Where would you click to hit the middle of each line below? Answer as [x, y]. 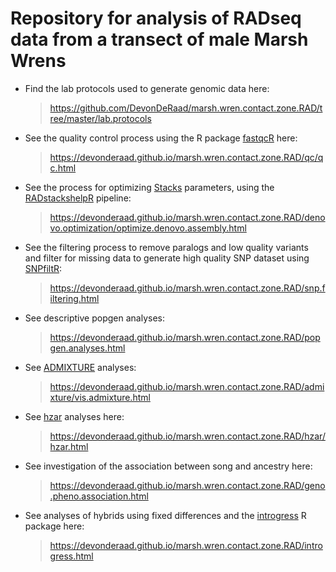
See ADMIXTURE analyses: [80, 367]
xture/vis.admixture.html [100, 397]
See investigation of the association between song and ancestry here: [168, 466]
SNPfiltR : [43, 268]
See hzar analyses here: [74, 416]
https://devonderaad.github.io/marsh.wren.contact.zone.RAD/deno [187, 217]
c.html [63, 168]
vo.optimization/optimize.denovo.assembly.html [148, 228]
